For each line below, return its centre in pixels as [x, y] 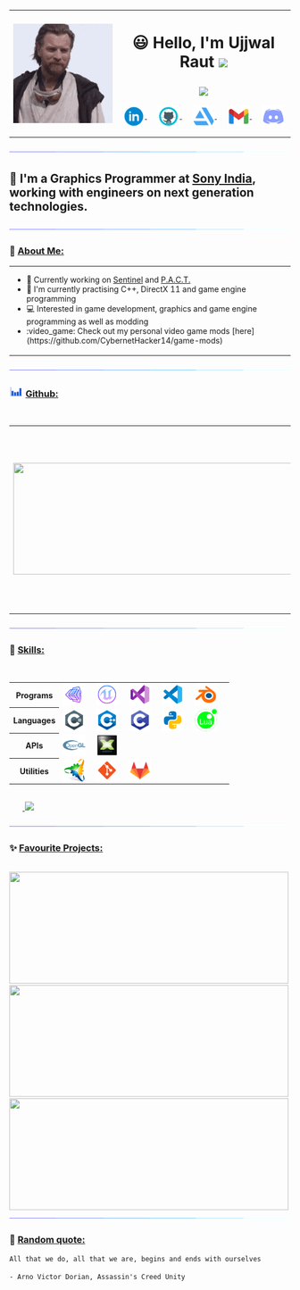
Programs [34, 695]
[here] [243, 331]
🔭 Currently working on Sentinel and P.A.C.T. [108, 280]
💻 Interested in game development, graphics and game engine [142, 309]
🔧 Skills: [27, 650]
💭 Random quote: [47, 1239]
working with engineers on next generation [132, 192]
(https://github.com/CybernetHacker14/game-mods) [125, 341]
